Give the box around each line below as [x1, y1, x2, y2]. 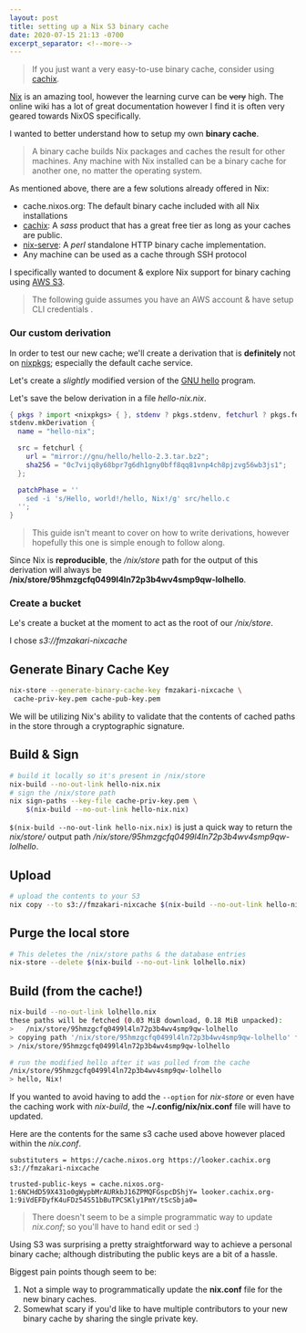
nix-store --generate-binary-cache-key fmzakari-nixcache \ [9, 686, 243, 695]
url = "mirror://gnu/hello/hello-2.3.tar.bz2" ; [25, 453, 209, 462]
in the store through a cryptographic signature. [9, 721, 185, 732]
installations [22, 211, 68, 222]
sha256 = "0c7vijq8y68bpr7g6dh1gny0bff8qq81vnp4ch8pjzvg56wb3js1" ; [25, 460, 287, 470]
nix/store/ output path [9, 831, 91, 842]
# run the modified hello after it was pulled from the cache [9, 1057, 250, 1067]
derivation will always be [9, 565, 102, 576]
